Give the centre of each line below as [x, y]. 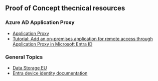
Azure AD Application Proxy [40, 22]
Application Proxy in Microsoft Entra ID [52, 44]
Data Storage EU [30, 67]
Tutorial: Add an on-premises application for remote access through [83, 38]
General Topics [24, 57]
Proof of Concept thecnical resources [65, 8]
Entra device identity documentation [50, 73]
